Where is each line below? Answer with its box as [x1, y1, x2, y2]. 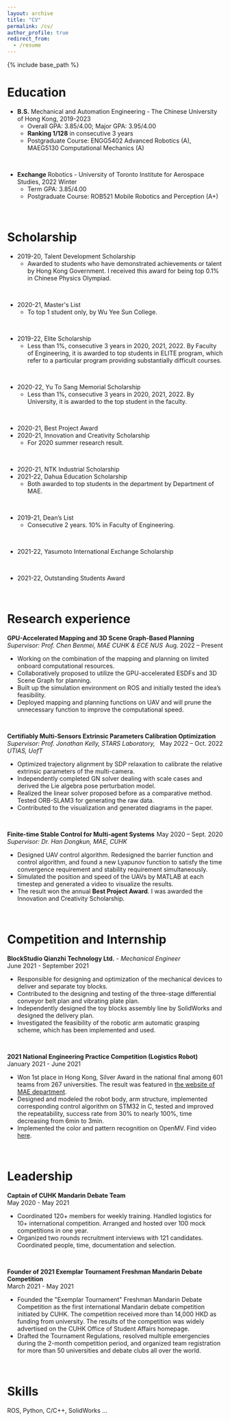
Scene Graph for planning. [16, 676, 92, 684]
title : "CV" [7, 16, 41, 23]
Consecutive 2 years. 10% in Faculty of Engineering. [27, 520, 175, 529]
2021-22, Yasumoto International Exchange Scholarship [16, 547, 174, 555]
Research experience [7, 611, 131, 627]
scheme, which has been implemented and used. [16, 1025, 156, 1034]
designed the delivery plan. [16, 1011, 94, 1019]
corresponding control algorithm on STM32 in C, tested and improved [16, 1102, 214, 1110]
